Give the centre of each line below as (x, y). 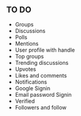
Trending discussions (42, 63)
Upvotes (25, 69)
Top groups (29, 56)
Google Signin (32, 88)
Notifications (31, 82)
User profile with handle (45, 50)
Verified (25, 101)
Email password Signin (43, 94)
